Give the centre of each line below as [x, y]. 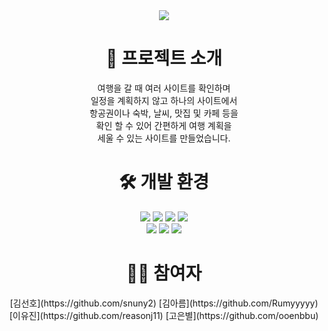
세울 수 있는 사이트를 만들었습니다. [164, 138]
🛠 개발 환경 [164, 182]
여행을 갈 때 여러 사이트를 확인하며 [164, 88]
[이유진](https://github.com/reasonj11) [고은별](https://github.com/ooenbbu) [164, 315]
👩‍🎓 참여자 [164, 273]
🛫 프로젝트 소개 [164, 58]
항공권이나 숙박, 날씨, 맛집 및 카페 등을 [164, 113]
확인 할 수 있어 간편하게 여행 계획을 [164, 125]
